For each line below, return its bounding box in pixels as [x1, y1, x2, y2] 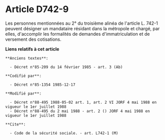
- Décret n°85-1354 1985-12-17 [10, 82, 76, 87]
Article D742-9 [5, 4, 69, 15]
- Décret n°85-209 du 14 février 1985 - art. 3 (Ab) [10, 64, 123, 69]
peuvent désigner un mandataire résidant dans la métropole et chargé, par [5, 25, 160, 31]
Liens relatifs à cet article [5, 46, 60, 52]
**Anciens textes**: [5, 55, 49, 61]
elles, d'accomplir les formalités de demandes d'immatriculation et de [5, 31, 150, 37]
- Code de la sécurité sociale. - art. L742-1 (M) [10, 130, 119, 135]
